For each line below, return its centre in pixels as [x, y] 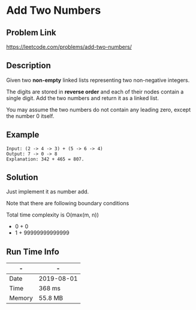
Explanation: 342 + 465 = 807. [45, 159]
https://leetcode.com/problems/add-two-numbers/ [69, 47]
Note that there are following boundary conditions [68, 203]
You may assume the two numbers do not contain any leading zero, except [98, 110]
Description [28, 66]
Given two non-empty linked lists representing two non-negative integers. [98, 80]
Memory [21, 298]
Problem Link [31, 33]
